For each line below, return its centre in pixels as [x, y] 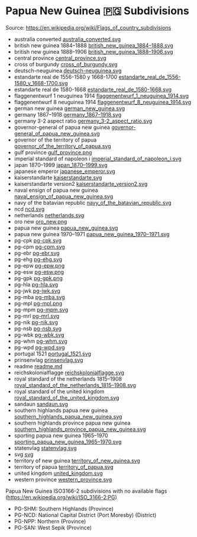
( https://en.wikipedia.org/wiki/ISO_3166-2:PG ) [62, 497]
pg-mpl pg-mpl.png [38, 303]
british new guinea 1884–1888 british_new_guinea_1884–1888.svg [94, 45]
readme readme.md [38, 366]
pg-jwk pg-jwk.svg [37, 291]
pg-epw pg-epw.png [39, 265]
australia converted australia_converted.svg [67, 39]
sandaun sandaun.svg [41, 404]
